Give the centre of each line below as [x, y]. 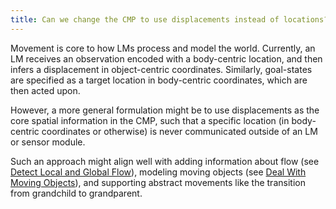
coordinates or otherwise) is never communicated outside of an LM [179, 131]
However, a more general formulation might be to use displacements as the [165, 110]
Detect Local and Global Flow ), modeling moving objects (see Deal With [158, 172]
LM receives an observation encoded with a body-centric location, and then [166, 58]
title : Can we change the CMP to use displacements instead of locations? [169, 19]
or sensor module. [48, 142]
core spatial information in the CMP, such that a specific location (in [150, 120]
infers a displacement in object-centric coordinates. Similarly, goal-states [161, 69]
